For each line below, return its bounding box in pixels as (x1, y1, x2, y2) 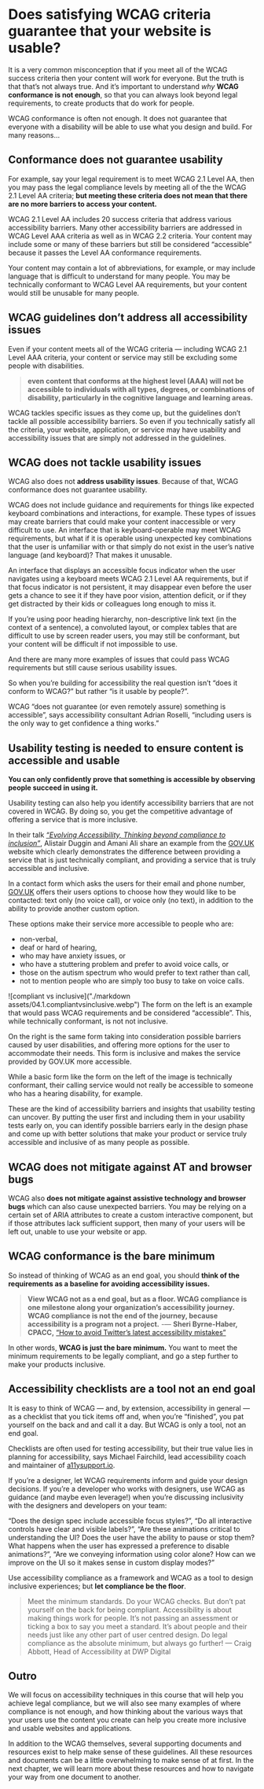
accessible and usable (8, 754, 120, 767)
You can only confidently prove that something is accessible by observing (8, 775, 255, 784)
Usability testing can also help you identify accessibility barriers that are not (8, 799, 254, 808)
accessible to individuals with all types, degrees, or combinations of (27, 384, 255, 394)
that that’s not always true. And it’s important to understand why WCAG (8, 81, 240, 91)
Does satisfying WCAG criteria (8, 6, 211, 24)
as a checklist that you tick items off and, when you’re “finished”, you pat (8, 1411, 244, 1421)
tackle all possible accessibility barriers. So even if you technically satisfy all (8, 416, 255, 426)
